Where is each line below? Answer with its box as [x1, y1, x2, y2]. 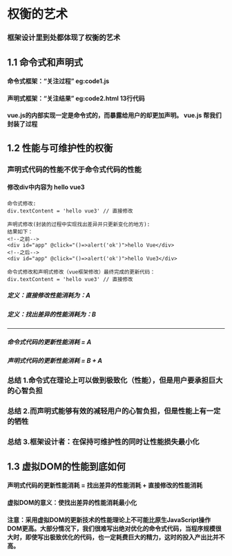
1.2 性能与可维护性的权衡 [7, 142, 113, 154]
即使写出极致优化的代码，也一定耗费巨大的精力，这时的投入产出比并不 [25, 532, 225, 541]
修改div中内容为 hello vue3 [7, 183, 85, 191]
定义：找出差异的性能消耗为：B [7, 310, 97, 319]
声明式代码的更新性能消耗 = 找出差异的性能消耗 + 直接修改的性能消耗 [7, 481, 203, 490]
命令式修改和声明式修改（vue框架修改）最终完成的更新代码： [7, 268, 155, 276]
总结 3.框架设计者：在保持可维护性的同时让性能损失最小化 [7, 437, 200, 447]
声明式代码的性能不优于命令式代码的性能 [7, 164, 142, 174]
